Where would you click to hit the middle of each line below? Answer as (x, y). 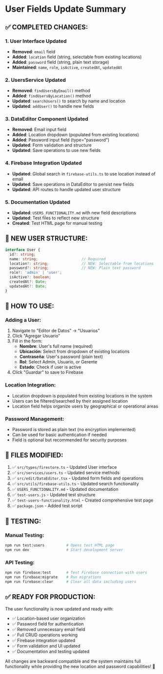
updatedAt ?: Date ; (28, 286)
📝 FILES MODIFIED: (34, 455)
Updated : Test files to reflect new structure (55, 218)
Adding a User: (23, 320)
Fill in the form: (27, 341)
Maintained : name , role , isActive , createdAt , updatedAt (67, 67)
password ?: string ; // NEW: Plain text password (75, 268)
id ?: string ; (23, 254)
